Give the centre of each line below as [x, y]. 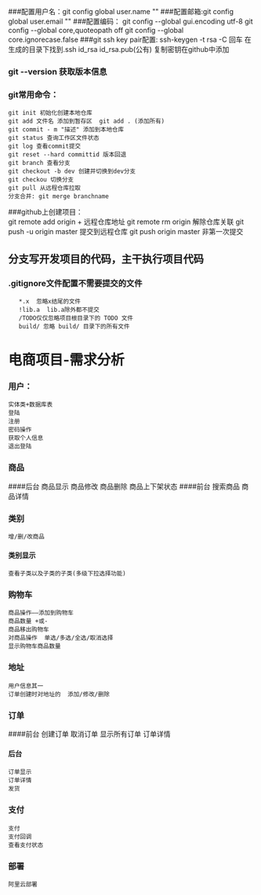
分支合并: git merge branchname [59, 196]
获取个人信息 [26, 438]
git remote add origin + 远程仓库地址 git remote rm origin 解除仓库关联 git [126, 222]
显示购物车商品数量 [34, 647]
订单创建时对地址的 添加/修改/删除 [59, 694]
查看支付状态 [26, 845]
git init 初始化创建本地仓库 [50, 113]
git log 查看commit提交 [44, 147]
